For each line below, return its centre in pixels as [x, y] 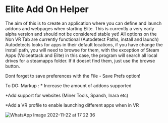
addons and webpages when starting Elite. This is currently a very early [80, 28]
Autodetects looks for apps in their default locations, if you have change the [84, 44]
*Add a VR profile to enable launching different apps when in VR [72, 105]
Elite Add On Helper [47, 9]
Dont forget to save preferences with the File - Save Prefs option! [73, 76]
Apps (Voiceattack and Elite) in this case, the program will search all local [81, 55]
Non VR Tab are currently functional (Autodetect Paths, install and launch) [82, 39]
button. [13, 66]
